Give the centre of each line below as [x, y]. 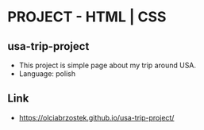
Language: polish [47, 74]
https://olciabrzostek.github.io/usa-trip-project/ [96, 117]
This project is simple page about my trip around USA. [107, 65]
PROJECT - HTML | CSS [87, 17]
